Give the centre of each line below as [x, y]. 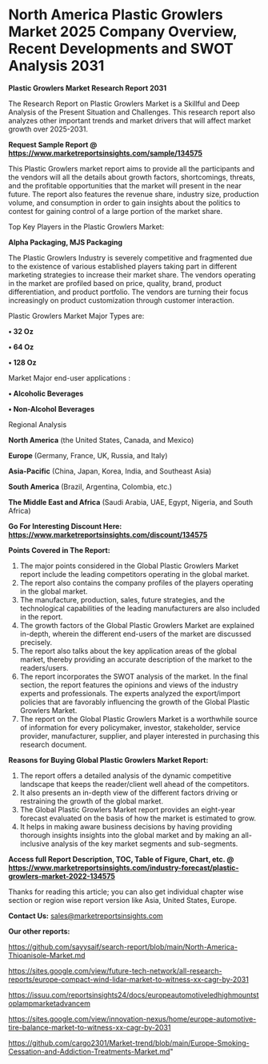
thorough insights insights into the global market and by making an [130, 835]
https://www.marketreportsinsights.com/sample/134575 [105, 153]
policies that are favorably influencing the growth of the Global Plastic [135, 702]
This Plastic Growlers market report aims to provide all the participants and [132, 168]
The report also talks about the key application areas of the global [128, 651]
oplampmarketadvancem [49, 1003]
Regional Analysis [38, 424]
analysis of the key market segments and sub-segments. [144, 844]
